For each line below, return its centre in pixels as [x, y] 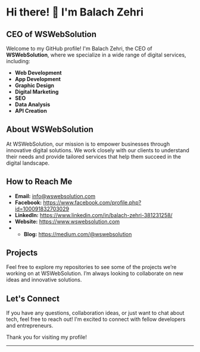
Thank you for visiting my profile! [47, 337]
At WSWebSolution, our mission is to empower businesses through [88, 144]
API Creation [31, 111]
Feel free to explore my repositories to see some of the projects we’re [91, 267]
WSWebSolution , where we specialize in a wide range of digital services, [96, 55]
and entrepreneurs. [30, 326]
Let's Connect [33, 299]
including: [18, 61]
